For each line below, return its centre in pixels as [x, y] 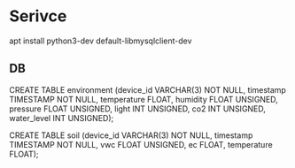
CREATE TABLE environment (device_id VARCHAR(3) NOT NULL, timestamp [147, 89]
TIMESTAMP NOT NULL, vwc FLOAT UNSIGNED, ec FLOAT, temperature [141, 144]
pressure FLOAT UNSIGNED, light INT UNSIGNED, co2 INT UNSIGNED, [137, 109]
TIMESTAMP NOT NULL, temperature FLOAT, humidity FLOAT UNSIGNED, [144, 99]
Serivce [38, 16]
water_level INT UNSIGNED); [62, 118]
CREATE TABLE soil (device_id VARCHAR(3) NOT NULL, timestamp [131, 135]
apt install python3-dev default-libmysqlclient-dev [101, 41]
